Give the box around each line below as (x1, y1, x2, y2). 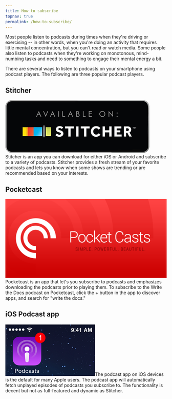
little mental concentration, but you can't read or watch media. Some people (5, 45, 166, 51)
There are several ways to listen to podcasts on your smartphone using (5, 66, 155, 72)
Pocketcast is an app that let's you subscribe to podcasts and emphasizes (5, 279, 162, 285)
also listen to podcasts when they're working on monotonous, (5, 50, 136, 57)
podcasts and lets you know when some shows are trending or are (5, 165, 146, 171)
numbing (5, 56, 24, 62)
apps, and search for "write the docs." (5, 295, 86, 301)
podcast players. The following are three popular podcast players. (5, 71, 144, 77)
